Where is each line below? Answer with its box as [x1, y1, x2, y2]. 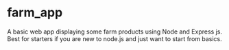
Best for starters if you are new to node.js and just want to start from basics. [7, 34, 223, 42]
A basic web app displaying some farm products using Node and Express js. [7, 27, 223, 36]
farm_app [7, 5, 63, 21]
